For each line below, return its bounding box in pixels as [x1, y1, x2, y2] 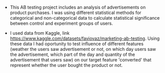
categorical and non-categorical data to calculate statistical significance [10, 15, 160, 21]
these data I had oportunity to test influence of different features [10, 41, 144, 47]
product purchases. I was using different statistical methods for [10, 10, 142, 16]
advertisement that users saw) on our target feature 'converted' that [10, 57, 152, 62]
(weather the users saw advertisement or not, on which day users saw [10, 46, 156, 52]
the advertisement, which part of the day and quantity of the [10, 51, 135, 57]
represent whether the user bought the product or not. [10, 62, 123, 68]
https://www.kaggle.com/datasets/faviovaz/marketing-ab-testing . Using [10, 35, 160, 41]
